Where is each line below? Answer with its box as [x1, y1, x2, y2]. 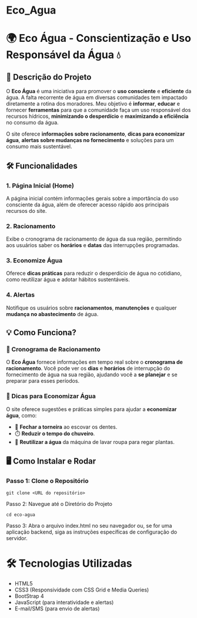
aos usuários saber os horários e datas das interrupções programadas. [6, 242, 180, 249]
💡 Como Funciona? [6, 328, 76, 338]
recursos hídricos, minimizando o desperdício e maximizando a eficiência [6, 113, 189, 120]
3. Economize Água [6, 257, 63, 265]
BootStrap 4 [14, 593, 44, 600]
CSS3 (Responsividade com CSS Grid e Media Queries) [14, 586, 149, 593]
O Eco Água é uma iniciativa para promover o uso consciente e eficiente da [6, 88, 192, 95]
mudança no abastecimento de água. [6, 310, 99, 317]
